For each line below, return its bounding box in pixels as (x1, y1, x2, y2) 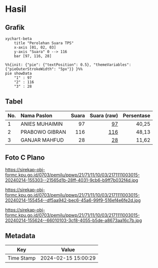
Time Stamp (7, 255, 36, 262)
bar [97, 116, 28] (14, 54, 52, 58)
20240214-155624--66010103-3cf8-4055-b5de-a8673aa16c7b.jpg (5, 217, 142, 223)
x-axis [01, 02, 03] (14, 45, 56, 50)
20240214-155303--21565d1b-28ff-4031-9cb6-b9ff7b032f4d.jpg (5, 177, 138, 183)
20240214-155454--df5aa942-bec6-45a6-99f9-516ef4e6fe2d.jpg (5, 197, 141, 203)
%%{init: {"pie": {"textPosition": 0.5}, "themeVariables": (5, 62, 132, 67)
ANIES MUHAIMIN (20, 120, 63, 127)
